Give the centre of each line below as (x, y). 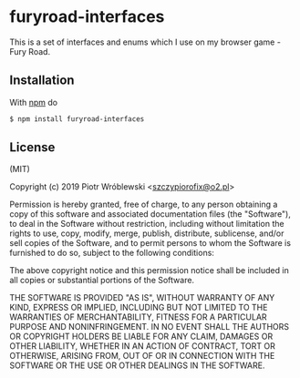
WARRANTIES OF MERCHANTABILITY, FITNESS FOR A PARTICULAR (138, 317)
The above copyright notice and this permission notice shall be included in (149, 271)
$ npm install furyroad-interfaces (77, 119)
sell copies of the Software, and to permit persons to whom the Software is (150, 243)
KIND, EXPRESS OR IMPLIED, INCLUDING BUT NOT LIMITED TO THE (139, 308)
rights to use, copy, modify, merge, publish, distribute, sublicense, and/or (147, 233)
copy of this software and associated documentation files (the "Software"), (150, 214)
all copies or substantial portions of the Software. (102, 281)
